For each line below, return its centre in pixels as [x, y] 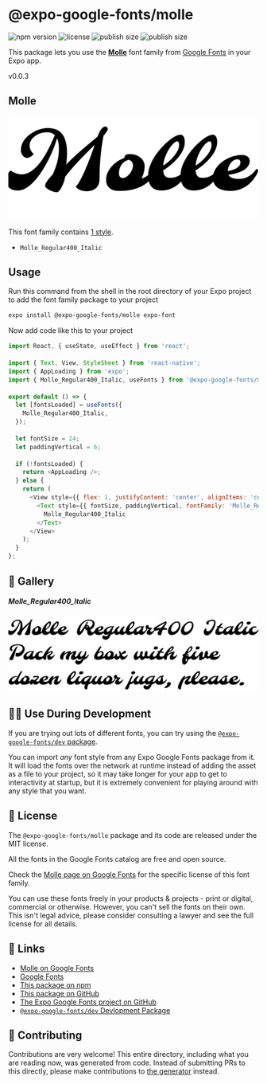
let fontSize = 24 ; [48, 438]
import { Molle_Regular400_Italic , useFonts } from [95, 380]
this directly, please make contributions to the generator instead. [114, 1071]
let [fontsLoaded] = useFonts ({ [69, 405]
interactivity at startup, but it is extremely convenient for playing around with [133, 782]
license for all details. [43, 924]
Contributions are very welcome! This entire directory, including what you [128, 1055]
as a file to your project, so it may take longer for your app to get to [118, 773]
